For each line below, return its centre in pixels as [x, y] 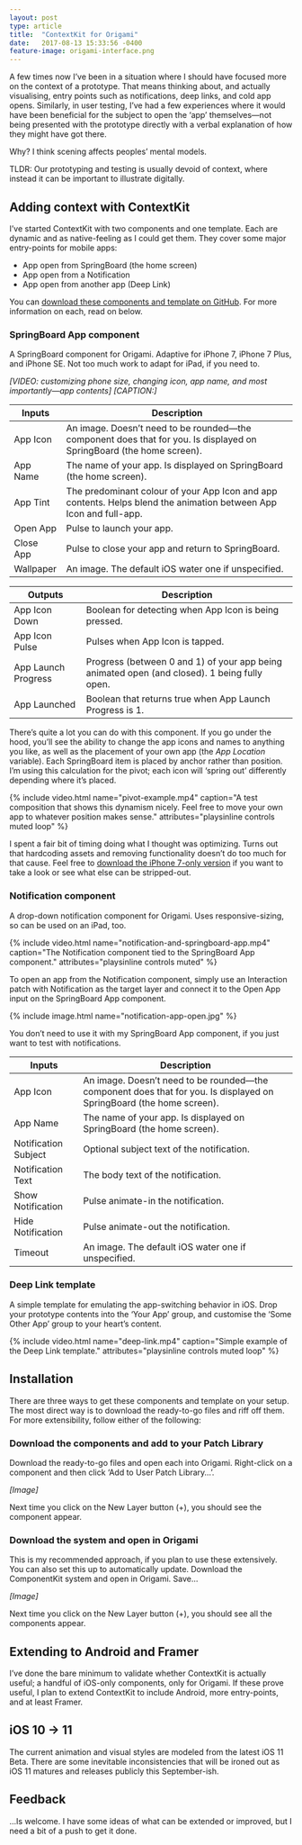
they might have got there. [58, 134]
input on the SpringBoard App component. [88, 998]
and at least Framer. [46, 1702]
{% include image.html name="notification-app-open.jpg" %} [123, 1016]
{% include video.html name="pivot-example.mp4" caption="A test [133, 798]
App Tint [32, 502]
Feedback [38, 1800]
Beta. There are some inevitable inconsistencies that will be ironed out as [145, 1761]
